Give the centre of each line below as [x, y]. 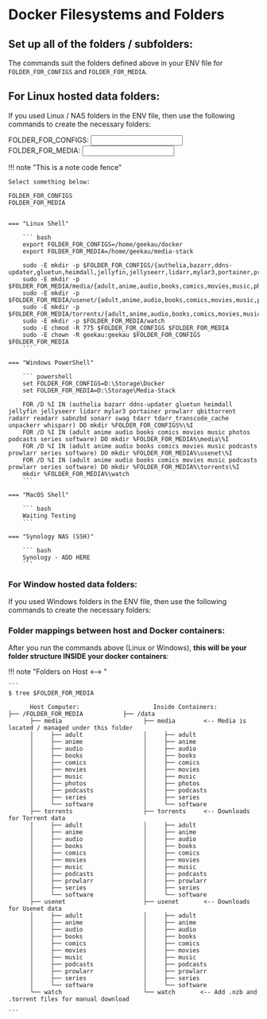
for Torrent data [37, 819]
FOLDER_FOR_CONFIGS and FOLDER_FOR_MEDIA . [78, 72]
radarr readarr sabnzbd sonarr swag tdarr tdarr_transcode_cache [118, 418]
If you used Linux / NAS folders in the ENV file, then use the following [122, 115]
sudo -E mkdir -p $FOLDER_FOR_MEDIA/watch [94, 321]
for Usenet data [35, 909]
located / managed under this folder [71, 728]
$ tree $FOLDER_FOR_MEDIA [51, 693]
